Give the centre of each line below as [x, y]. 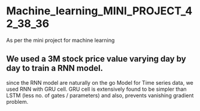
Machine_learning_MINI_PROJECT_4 [99, 11]
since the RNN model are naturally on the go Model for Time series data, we [100, 82]
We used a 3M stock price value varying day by [96, 59]
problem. [17, 101]
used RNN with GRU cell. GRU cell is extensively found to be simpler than [96, 89]
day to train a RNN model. [55, 68]
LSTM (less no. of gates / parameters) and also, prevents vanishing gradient [100, 95]
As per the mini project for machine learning [60, 40]
